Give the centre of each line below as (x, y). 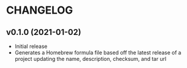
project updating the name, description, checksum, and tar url (91, 59)
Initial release (31, 46)
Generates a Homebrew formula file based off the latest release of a (98, 53)
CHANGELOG (39, 10)
